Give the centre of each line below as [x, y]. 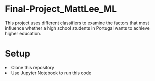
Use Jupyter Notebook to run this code [52, 73]
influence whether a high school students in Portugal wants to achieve [77, 28]
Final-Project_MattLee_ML [61, 9]
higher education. [23, 33]
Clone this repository [33, 67]
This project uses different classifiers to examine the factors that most [77, 23]
